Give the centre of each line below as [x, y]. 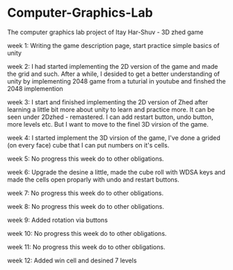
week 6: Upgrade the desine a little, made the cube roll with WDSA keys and [116, 172]
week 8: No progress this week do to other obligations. [86, 206]
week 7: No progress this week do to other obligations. [86, 193]
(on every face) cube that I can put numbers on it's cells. [88, 145]
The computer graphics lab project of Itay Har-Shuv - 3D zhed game [105, 32]
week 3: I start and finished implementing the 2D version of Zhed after [108, 102]
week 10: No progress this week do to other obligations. [87, 233]
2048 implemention [35, 88]
